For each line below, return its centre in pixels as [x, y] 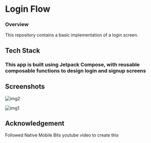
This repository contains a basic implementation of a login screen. [72, 35]
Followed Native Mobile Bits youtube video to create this [62, 135]
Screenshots [25, 87]
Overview [17, 25]
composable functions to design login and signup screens [75, 71]
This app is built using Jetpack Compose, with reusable [72, 64]
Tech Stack [23, 50]
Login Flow [28, 9]
